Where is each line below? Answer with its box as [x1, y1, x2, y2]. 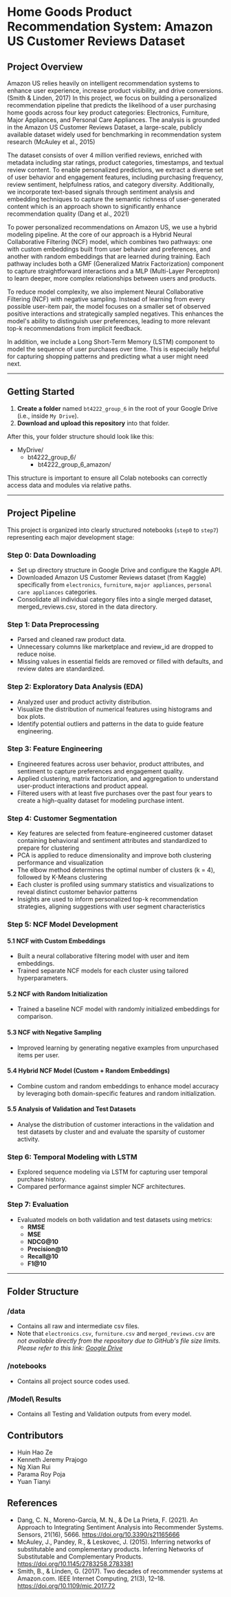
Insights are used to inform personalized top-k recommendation [16, 895, 198, 904]
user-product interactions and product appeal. [16, 782, 149, 790]
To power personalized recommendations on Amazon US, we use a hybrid [7, 223, 218, 231]
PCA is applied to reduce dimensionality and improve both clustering [16, 851, 212, 859]
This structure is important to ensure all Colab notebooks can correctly [7, 474, 208, 482]
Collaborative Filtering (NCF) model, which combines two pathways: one [7, 238, 213, 245]
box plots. [16, 712, 46, 720]
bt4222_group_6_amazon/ [37, 460, 111, 469]
